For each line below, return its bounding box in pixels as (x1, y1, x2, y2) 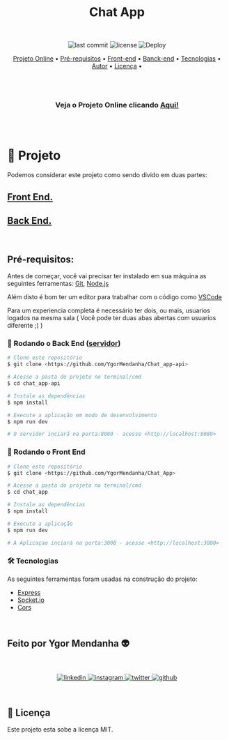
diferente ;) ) (7, 322, 43, 330)
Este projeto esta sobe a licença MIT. (7, 725, 113, 734)
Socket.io (17, 596, 45, 604)
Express (17, 588, 41, 596)
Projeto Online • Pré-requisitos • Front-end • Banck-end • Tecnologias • (13, 54, 221, 63)
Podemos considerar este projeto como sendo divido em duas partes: (7, 171, 207, 179)
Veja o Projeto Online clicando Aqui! (55, 100, 179, 110)
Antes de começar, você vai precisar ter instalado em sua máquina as (7, 272, 207, 280)
